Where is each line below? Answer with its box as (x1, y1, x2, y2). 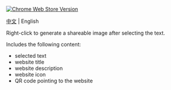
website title (14, 59, 45, 65)
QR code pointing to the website (14, 77, 93, 84)
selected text (14, 52, 47, 59)
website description (14, 65, 63, 72)
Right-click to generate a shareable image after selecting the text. (6, 29, 165, 36)
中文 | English (6, 18, 40, 25)
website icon (14, 71, 46, 78)
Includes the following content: (6, 41, 81, 48)
